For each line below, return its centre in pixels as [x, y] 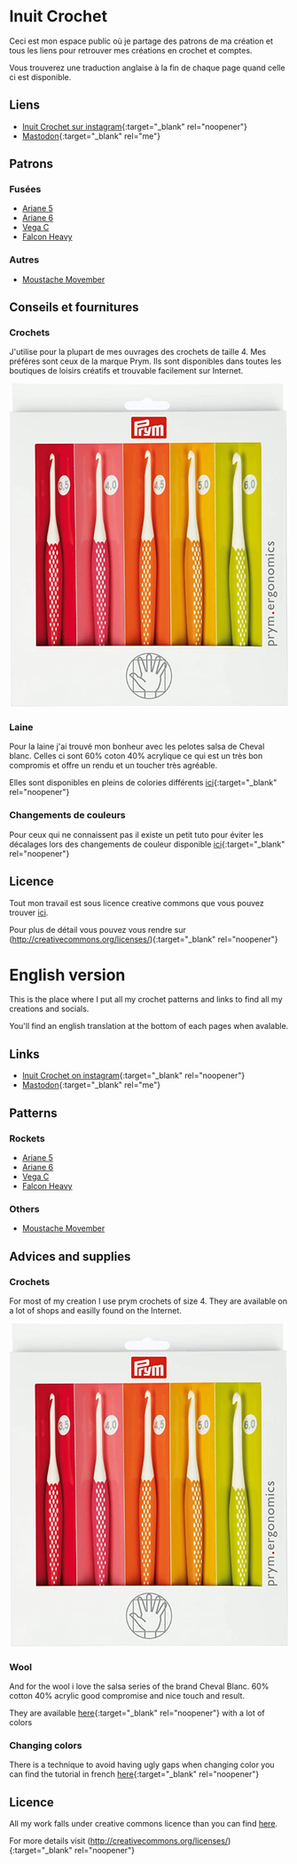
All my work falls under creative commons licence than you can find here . [143, 1824]
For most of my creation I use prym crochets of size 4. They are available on [148, 1301]
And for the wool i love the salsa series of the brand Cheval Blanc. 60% [139, 1686]
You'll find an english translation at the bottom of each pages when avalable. [149, 1026]
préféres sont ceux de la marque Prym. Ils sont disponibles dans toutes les [145, 361]
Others [24, 1209]
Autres [24, 260]
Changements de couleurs [67, 815]
